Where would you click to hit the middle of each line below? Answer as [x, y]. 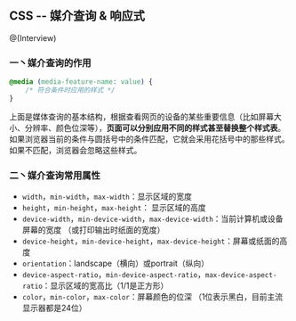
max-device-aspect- [241, 276]
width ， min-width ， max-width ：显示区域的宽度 [107, 197]
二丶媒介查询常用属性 [55, 175]
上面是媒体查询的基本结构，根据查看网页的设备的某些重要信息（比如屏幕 [141, 116]
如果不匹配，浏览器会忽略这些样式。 [76, 150]
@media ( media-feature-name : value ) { [81, 82]
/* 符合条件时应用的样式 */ [70, 90]
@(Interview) [33, 37]
